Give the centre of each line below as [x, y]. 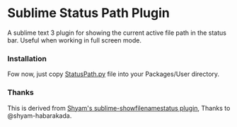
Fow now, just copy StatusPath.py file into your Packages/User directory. [114, 74]
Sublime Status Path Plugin [88, 13]
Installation [27, 58]
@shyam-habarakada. [40, 116]
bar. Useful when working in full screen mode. [74, 40]
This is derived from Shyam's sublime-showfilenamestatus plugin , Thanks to [119, 108]
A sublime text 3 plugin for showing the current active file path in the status [117, 33]
